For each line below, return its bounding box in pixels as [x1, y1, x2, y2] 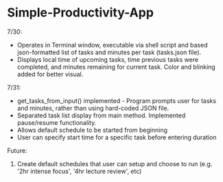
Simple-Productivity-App [7, 5, 154, 21]
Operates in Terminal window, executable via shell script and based [16, 41, 208, 49]
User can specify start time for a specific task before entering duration [16, 133, 217, 141]
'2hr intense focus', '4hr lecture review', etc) [16, 167, 142, 175]
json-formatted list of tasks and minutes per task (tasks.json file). [16, 48, 202, 56]
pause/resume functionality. [16, 118, 97, 126]
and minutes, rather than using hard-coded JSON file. [16, 104, 169, 112]
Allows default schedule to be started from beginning [16, 126, 168, 134]
